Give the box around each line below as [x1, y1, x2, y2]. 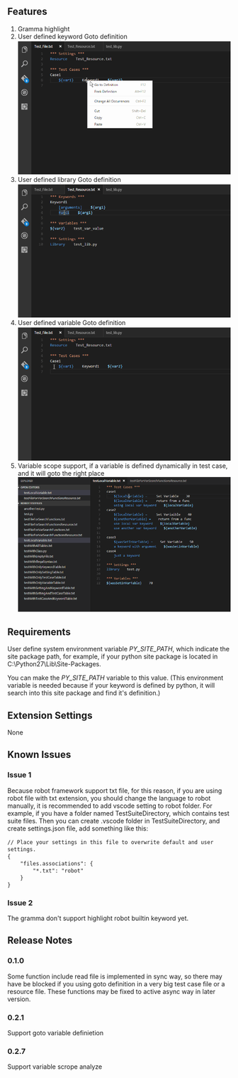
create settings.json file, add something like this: [7, 824, 149, 833]
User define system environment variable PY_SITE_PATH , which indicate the [7, 645, 230, 653]
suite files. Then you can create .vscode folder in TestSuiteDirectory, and [7, 816, 220, 825]
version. [7, 995, 31, 1003]
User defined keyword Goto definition [17, 32, 127, 41]
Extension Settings [7, 709, 93, 721]
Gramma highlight [17, 24, 70, 33]
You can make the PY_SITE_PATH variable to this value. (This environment [7, 673, 224, 682]
